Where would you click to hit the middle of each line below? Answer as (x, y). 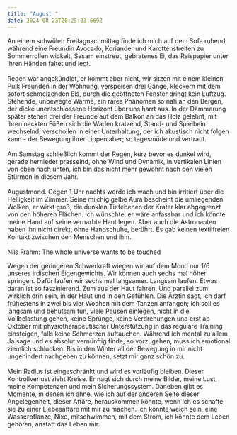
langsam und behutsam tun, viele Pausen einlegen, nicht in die (98, 311)
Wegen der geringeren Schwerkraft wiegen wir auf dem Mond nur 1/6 (109, 265)
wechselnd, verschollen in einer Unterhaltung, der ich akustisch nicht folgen (118, 131)
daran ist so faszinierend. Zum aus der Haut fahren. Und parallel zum (108, 288)
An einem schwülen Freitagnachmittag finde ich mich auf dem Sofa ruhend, (117, 40)
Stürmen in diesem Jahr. (43, 176)
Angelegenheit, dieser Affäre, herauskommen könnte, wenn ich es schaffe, (116, 401)
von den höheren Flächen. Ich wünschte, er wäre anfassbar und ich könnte (117, 214)
